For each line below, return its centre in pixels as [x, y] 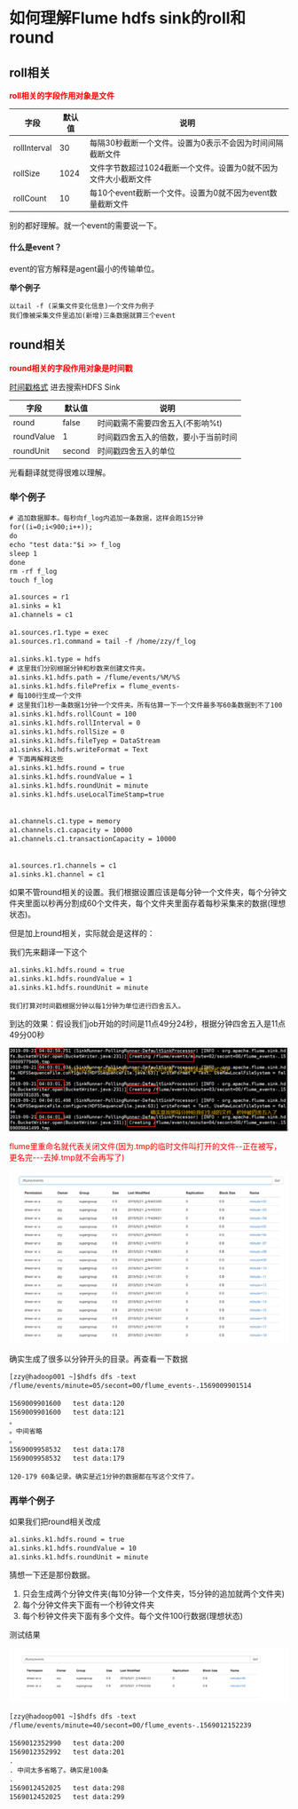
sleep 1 [24, 553]
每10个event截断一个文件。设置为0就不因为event [180, 193]
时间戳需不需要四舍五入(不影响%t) [160, 423]
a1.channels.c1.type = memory [65, 821]
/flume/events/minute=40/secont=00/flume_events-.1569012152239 [130, 1726]
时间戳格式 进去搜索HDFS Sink [65, 386]
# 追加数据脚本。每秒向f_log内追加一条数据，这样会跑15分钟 [106, 518]
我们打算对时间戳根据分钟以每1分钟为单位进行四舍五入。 [97, 1006]
